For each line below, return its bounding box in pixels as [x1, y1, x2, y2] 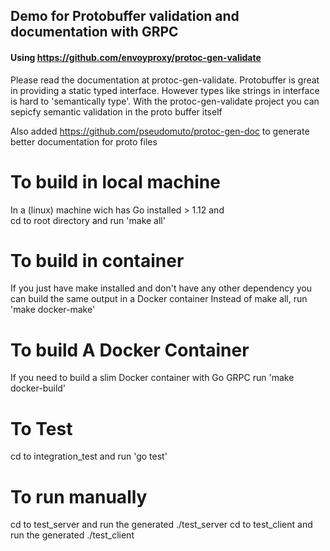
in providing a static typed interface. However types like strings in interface [10, 84, 320, 96]
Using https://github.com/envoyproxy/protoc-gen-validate [10, 51, 262, 63]
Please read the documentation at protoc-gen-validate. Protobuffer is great [10, 74, 320, 86]
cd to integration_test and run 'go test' [10, 450, 168, 463]
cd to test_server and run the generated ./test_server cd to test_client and [10, 519, 313, 531]
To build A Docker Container [10, 339, 250, 361]
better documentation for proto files [10, 135, 158, 148]
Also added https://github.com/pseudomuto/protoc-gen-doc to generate [10, 125, 310, 137]
